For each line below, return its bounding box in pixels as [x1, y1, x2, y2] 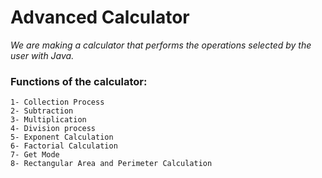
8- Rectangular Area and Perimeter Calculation [10, 159, 213, 169]
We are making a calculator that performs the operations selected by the [10, 39, 312, 51]
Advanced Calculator [10, 6, 190, 29]
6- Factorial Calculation [10, 141, 118, 151]
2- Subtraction [10, 106, 74, 116]
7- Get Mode [10, 150, 60, 160]
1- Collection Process [10, 97, 105, 108]
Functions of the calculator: [10, 74, 148, 88]
